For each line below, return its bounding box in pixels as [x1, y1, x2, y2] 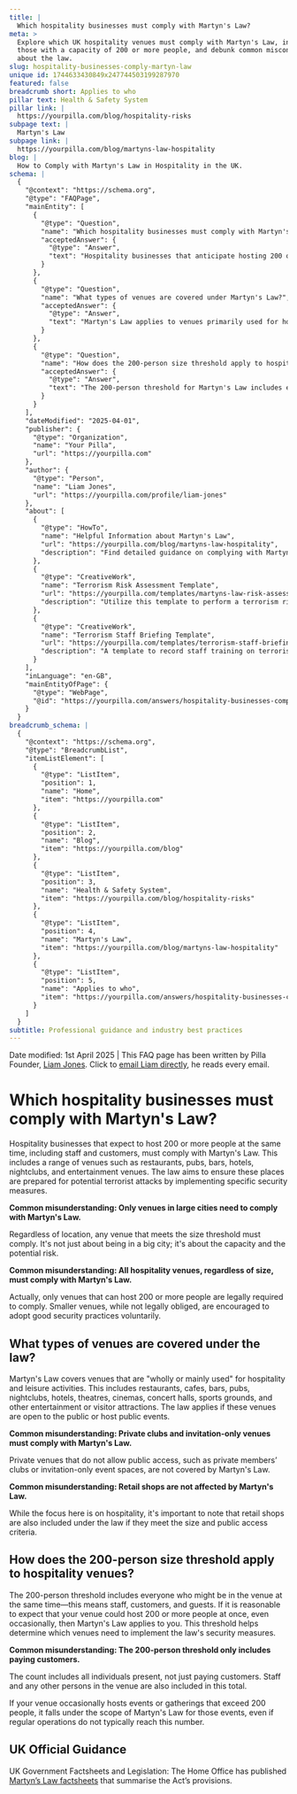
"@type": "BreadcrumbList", [25, 746, 128, 754]
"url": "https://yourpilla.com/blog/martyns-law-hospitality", [41, 539, 278, 549]
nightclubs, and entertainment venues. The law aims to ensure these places [9, 1166, 285, 1178]
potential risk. [9, 1248, 59, 1258]
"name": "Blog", [41, 836, 101, 846]
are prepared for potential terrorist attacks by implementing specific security [9, 1176, 288, 1187]
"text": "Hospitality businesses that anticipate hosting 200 [48, 251, 283, 261]
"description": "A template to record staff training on [41, 647, 255, 656]
